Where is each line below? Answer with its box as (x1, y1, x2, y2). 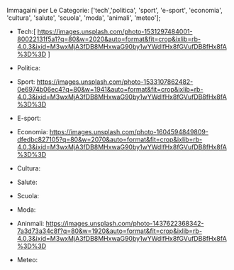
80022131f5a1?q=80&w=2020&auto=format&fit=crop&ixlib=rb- (16, 35, 201, 43)
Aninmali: (16, 220, 45, 227)
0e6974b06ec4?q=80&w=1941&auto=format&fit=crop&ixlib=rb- (16, 85, 204, 93)
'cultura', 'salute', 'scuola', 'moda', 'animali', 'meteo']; (6, 13, 161, 22)
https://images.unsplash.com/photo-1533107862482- (36, 77, 194, 86)
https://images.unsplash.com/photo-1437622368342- (45, 220, 204, 227)
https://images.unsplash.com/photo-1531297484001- (37, 28, 193, 36)
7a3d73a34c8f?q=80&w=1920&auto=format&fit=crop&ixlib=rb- (16, 227, 203, 235)
